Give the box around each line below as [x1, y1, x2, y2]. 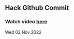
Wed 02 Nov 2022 [5, 29, 42, 35]
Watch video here [5, 18, 47, 25]
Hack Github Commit [5, 4, 69, 12]
